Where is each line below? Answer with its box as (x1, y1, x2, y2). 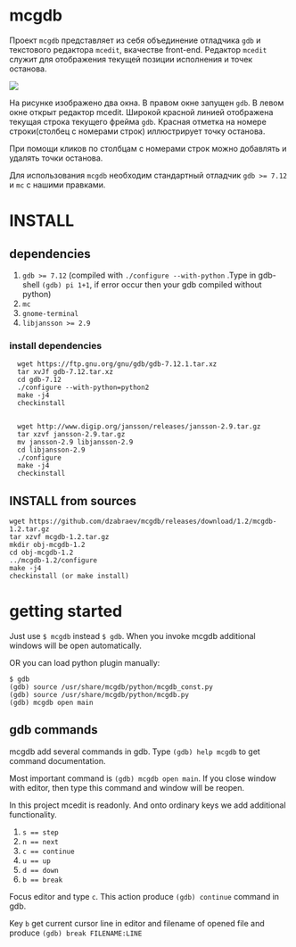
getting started (9, 602, 123, 621)
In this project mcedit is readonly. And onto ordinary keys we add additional (9, 800, 287, 810)
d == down (21, 866, 60, 875)
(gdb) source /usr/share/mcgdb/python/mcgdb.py (9, 690, 190, 699)
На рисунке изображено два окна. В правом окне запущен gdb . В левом (9, 97, 284, 108)
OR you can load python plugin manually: (9, 657, 160, 668)
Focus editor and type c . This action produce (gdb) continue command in (9, 891, 279, 901)
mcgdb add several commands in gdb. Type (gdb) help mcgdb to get (9, 746, 260, 757)
